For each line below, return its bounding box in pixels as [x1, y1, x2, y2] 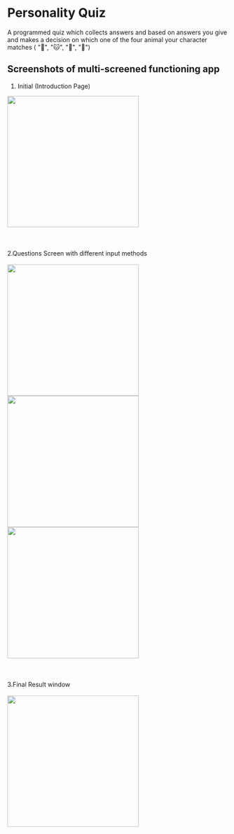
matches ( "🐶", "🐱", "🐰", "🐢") [7, 43, 91, 51]
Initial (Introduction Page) [17, 82, 91, 90]
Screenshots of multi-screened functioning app [7, 63, 220, 75]
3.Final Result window [7, 680, 71, 688]
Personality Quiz [7, 5, 106, 21]
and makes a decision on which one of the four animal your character [7, 35, 208, 43]
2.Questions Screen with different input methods [7, 249, 147, 257]
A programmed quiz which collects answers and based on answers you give [7, 28, 228, 36]
